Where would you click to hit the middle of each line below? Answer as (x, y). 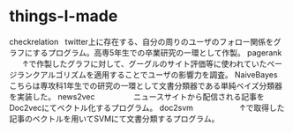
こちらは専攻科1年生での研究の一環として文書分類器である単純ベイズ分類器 (146, 85)
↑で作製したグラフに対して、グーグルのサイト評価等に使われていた (144, 63)
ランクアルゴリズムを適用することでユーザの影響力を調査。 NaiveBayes (147, 74)
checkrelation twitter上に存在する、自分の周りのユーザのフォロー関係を (141, 41)
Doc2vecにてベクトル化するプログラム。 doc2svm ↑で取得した (147, 107)
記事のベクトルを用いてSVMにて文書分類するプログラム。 (114, 118)
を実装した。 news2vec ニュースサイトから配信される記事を (137, 96)
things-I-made (64, 16)
